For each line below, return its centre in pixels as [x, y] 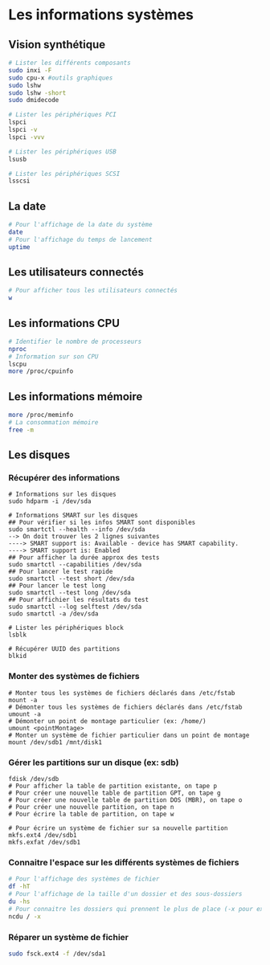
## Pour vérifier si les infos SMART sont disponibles [102, 523]
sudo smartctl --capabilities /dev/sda [75, 565]
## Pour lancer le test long [57, 586]
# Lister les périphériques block [66, 628]
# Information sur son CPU [53, 356]
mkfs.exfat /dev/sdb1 [45, 842]
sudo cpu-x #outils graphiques [61, 78]
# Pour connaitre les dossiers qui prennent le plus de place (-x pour [131, 909]
